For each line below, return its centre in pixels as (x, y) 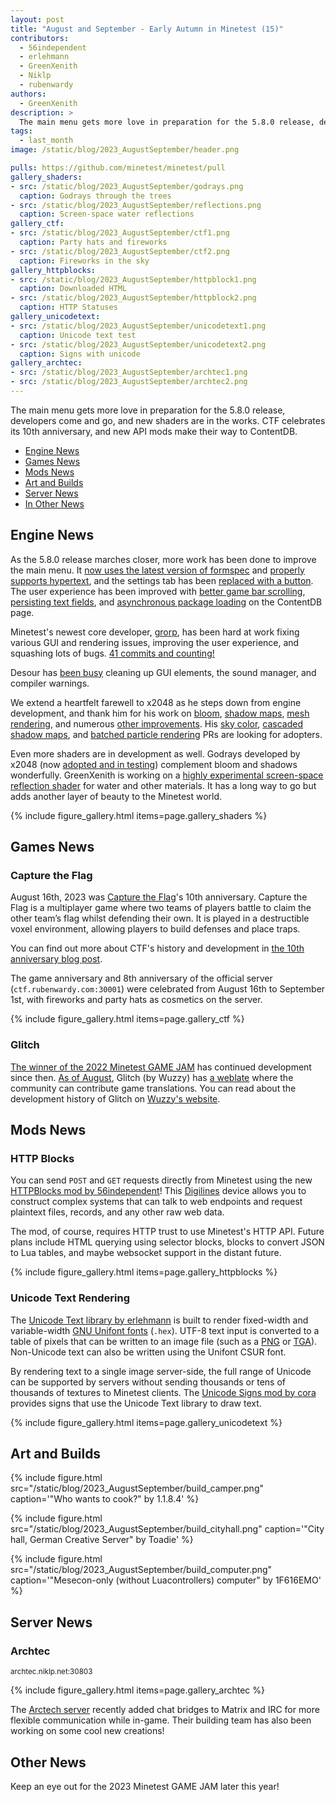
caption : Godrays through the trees (95, 196)
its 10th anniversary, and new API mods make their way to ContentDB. (154, 431)
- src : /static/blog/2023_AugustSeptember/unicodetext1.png (138, 326)
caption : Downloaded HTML (73, 289)
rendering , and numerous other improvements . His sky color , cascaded (157, 723)
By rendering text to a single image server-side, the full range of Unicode (161, 1371)
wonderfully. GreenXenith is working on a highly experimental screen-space (167, 775)
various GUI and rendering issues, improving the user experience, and (155, 642)
